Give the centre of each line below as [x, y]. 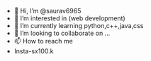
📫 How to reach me [43, 41]
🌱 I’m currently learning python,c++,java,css [79, 26]
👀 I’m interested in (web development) [69, 18]
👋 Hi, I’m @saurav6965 [47, 11]
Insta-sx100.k [34, 51]
